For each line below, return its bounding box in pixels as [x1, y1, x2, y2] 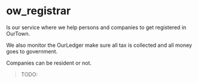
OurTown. [6, 30, 31, 37]
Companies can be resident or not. [6, 59, 92, 66]
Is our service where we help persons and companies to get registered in [6, 24, 187, 31]
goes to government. [6, 47, 58, 55]
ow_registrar [6, 4, 71, 18]
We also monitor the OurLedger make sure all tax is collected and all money [6, 41, 193, 49]
